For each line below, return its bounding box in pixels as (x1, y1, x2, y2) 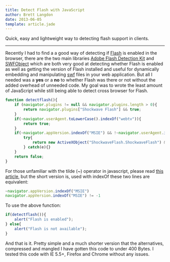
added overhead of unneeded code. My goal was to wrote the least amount (5, 82, 163, 89)
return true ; (23, 121, 51, 126)
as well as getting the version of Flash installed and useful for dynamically (5, 66, 159, 72)
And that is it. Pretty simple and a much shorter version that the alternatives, (5, 240, 164, 246)
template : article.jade (5, 21, 56, 27)
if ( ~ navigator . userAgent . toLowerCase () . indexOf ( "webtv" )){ (14, 116, 142, 122)
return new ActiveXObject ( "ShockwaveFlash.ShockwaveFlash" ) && (32, 140, 168, 145)
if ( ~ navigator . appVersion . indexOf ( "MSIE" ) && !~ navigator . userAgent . (14, 130, 164, 136)
